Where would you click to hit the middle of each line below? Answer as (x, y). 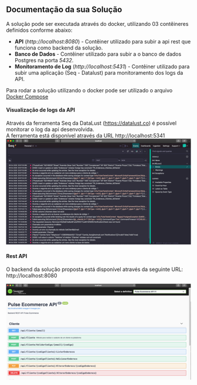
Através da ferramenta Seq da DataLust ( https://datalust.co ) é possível (91, 123)
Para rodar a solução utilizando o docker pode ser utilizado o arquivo (89, 90)
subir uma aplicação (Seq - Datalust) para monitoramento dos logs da (99, 72)
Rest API (17, 256)
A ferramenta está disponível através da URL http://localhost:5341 (86, 136)
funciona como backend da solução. (59, 48)
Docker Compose (27, 96)
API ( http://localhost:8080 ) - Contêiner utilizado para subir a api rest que (103, 41)
